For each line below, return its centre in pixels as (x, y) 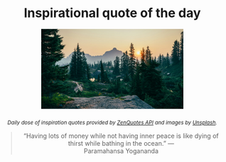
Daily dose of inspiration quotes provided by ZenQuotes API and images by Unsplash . (112, 122)
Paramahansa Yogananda (121, 151)
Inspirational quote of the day (112, 13)
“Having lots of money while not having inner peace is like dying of (121, 136)
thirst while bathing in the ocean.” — (121, 143)
